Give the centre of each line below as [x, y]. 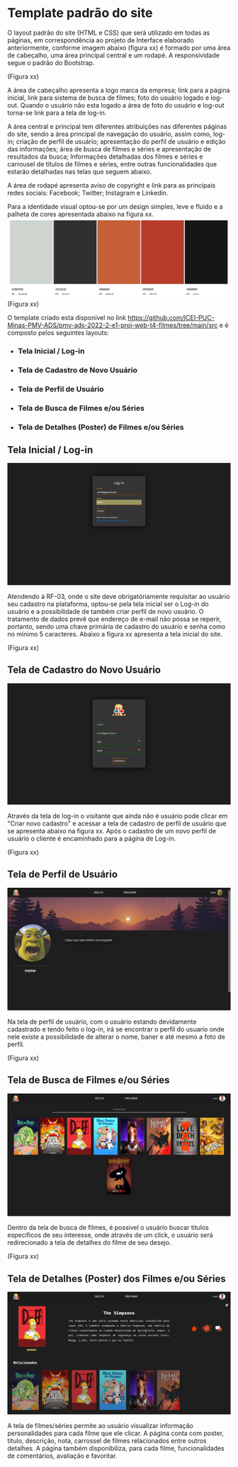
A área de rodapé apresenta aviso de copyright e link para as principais [112, 185]
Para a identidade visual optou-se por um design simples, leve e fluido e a [115, 206]
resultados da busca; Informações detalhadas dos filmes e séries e [105, 156]
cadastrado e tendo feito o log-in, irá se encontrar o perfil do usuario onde [116, 1029]
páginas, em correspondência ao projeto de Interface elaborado [101, 40]
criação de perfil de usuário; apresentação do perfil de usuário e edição [121, 141]
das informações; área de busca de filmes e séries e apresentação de [109, 149]
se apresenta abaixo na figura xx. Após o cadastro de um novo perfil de [112, 831]
